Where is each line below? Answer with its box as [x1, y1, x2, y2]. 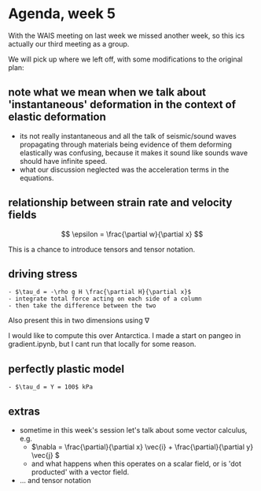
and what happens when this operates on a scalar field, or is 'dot [31, 459, 242, 468]
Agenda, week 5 [8, 5, 116, 23]
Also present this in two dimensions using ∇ [8, 316, 150, 325]
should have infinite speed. [19, 156, 108, 166]
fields [8, 208, 37, 221]
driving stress [8, 267, 78, 281]
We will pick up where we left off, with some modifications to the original [8, 54, 243, 64]
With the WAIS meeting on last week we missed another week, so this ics [8, 31, 245, 40]
